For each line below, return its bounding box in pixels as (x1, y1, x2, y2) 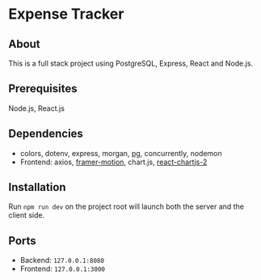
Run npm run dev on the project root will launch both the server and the (8, 202, 245, 211)
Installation (8, 180, 66, 194)
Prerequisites (8, 82, 78, 95)
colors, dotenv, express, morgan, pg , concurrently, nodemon (19, 148, 222, 158)
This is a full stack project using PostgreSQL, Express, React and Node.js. (8, 58, 253, 68)
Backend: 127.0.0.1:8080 (19, 256, 105, 265)
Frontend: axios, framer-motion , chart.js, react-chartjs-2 (19, 157, 208, 167)
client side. (8, 210, 45, 220)
